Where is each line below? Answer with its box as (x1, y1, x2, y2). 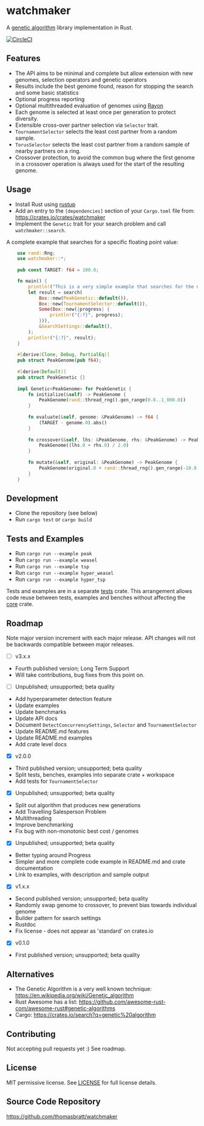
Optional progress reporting (15, 95, 85, 102)
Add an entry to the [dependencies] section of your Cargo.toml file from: (15, 207, 195, 214)
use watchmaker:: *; (17, 255, 67, 262)
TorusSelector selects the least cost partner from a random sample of (15, 141, 190, 148)
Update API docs (15, 714, 58, 722)
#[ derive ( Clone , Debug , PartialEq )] (17, 352, 110, 358)
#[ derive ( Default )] (17, 369, 67, 375)
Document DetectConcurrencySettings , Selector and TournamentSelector (15, 721, 197, 729)
